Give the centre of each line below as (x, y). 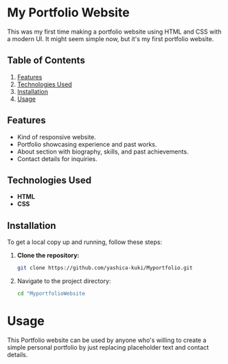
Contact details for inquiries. (57, 158)
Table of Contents (46, 61)
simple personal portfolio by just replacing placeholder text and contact (108, 347)
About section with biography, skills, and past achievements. (103, 151)
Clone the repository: (48, 256)
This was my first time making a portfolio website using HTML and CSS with (114, 32)
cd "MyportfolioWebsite (51, 294)
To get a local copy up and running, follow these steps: (85, 242)
